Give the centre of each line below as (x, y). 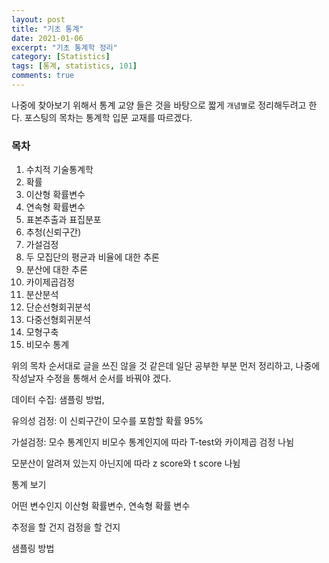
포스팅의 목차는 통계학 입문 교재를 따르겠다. (108, 117)
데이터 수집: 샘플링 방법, (58, 400)
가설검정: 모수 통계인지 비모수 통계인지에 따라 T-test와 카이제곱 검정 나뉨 (153, 442)
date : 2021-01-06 (47, 38)
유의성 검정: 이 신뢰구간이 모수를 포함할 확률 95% (107, 421)
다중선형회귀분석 (58, 320)
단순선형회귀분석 (58, 307)
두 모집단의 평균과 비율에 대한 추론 (92, 257)
